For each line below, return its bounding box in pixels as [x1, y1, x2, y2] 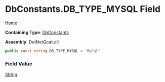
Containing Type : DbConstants [5, 29, 69, 35]
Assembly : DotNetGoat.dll [5, 39, 59, 45]
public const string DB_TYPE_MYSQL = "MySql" [5, 48, 100, 53]
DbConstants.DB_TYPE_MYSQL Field [5, 3, 161, 15]
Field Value [5, 60, 33, 67]
